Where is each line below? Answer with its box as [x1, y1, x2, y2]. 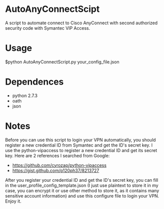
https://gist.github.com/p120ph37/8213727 [12, 167, 100, 173]
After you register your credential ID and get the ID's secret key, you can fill [5, 177, 159, 183]
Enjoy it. [5, 198, 22, 204]
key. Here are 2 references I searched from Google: [5, 153, 110, 158]
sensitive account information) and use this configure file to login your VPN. [5, 193, 160, 199]
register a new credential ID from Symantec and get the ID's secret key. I [5, 142, 153, 148]
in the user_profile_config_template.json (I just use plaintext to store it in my [5, 182, 159, 188]
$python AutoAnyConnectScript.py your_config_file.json [5, 58, 120, 65]
